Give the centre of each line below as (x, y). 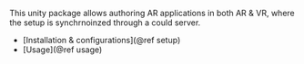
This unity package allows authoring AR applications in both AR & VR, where (152, 13)
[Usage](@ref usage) (62, 50)
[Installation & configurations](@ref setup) (101, 40)
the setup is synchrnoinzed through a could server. (105, 23)
